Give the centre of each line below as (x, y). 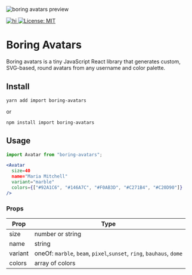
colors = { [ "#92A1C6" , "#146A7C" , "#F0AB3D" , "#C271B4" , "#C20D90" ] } (97, 187)
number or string (58, 234)
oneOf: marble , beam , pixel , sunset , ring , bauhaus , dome (109, 253)
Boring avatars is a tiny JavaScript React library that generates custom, (93, 61)
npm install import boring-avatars (50, 123)
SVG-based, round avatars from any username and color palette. (86, 68)
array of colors (55, 263)
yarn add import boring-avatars (46, 100)
